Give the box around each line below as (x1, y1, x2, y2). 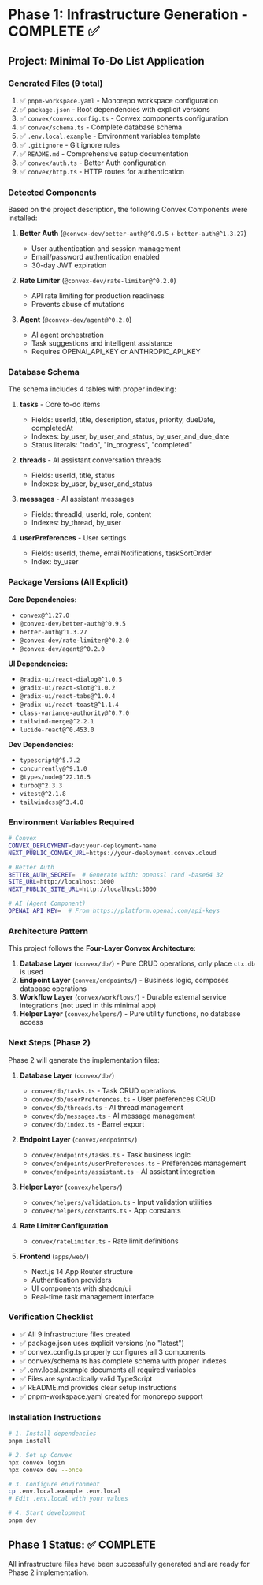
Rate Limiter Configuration (19, 1221, 109, 1230)
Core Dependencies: (8, 594, 77, 604)
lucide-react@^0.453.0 (19, 726, 94, 734)
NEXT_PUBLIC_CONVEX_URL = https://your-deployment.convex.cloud (8, 849, 217, 857)
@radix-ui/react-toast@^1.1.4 (19, 701, 120, 708)
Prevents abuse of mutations (31, 300, 125, 309)
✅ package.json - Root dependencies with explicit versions (19, 104, 210, 114)
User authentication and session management (31, 244, 181, 253)
